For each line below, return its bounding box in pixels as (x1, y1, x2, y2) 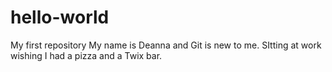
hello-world (10, 6, 110, 29)
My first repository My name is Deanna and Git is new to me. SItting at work (10, 39, 322, 51)
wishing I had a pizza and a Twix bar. (10, 49, 163, 61)
